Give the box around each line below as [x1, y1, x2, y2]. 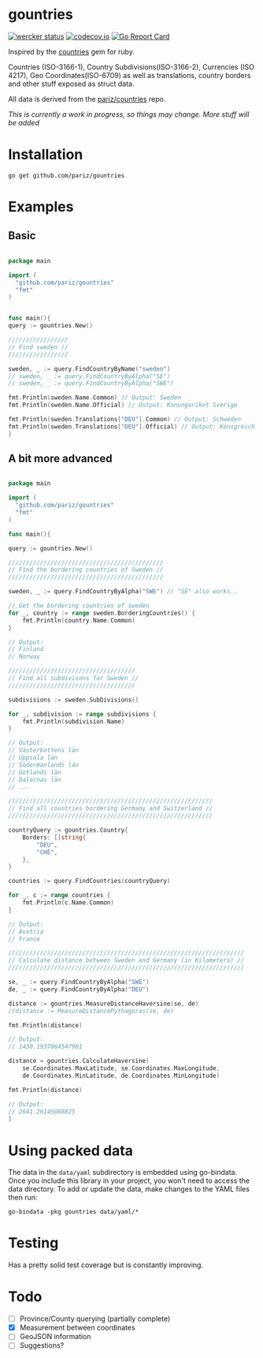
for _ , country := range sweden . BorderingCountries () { [8, 609, 195, 617]
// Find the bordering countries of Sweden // [8, 566, 164, 574]
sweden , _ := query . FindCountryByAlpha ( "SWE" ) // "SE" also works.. [8, 588, 238, 596]
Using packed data [8, 1142, 134, 1159]
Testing [8, 1234, 59, 1252]
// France [8, 935, 41, 943]
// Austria [8, 927, 44, 936]
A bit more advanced [8, 452, 113, 466]
